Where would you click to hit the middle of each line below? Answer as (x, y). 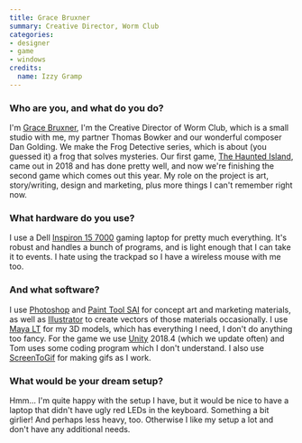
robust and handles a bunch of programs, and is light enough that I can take (150, 247)
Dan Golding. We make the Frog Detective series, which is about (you (138, 147)
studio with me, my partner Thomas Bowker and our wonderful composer (146, 137)
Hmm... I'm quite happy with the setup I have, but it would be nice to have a (149, 400)
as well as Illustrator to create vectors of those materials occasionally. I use (149, 319)
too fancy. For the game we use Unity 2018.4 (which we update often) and (147, 338)
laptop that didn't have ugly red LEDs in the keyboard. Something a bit (139, 410)
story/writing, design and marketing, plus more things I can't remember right (151, 185)
